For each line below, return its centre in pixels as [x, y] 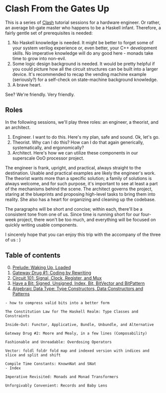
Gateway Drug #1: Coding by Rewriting [52, 273]
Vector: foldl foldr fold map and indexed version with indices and [77, 351]
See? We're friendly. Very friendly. [40, 94]
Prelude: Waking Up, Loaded [41, 267]
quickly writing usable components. [41, 225]
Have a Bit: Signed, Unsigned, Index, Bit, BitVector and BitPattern [79, 283]
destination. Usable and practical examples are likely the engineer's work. [81, 173]
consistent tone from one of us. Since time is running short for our [73, 214]
